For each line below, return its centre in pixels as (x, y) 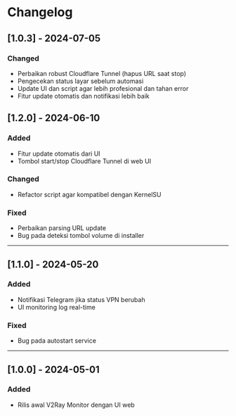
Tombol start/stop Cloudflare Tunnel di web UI (84, 161)
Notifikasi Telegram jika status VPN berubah (81, 299)
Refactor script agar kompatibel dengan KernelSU (89, 194)
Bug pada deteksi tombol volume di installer (81, 236)
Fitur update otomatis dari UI (59, 153)
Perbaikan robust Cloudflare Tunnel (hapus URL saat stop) (102, 73)
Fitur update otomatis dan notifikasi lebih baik (83, 96)
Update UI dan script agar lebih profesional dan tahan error (103, 88)
